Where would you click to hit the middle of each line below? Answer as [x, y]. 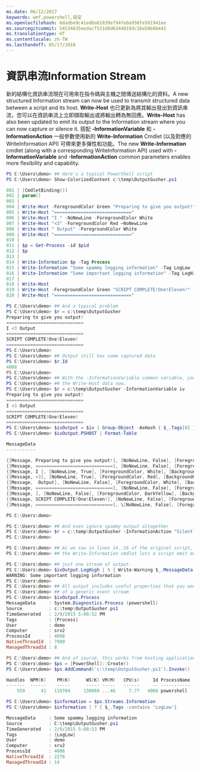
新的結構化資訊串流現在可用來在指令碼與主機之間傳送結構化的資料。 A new [97, 93]
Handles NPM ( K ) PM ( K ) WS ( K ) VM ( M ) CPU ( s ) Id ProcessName [98, 680]
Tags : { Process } [42, 620]
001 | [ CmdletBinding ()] [37, 190]
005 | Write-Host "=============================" [70, 213]
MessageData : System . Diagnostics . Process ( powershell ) [82, 603]
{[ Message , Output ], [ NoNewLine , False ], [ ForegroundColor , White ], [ [97, 483]
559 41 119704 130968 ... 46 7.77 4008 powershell [102, 691]
